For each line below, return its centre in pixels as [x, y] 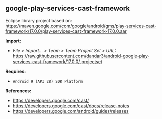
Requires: [16, 71]
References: [18, 91]
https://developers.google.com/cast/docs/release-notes [71, 106]
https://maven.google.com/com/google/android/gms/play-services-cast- [81, 26]
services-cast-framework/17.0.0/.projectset [57, 61]
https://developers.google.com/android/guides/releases [71, 111]
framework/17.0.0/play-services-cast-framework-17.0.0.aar [66, 31]
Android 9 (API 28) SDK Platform [48, 81]
